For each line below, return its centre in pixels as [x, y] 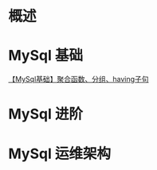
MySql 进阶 [46, 114]
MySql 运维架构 [60, 154]
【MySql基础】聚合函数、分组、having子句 [78, 79]
